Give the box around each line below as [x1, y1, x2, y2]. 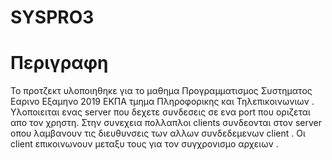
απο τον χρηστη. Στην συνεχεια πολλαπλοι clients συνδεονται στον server [10, 117, 322, 129]
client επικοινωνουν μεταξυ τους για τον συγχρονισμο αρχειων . [10, 138, 279, 150]
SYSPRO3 [10, 6, 95, 29]
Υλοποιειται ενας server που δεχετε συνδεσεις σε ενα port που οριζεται [10, 106, 311, 118]
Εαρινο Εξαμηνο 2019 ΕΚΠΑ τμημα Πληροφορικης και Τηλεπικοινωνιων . [10, 96, 315, 108]
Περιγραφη [10, 52, 109, 75]
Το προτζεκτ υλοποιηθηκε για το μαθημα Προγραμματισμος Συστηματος [10, 85, 313, 97]
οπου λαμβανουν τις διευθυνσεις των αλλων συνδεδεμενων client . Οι [10, 127, 306, 140]
